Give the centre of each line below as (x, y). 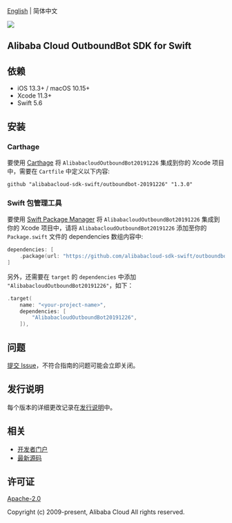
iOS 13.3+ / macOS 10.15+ (54, 89)
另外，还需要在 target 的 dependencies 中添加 (72, 277)
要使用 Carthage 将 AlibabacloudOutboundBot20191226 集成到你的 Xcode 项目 (116, 163)
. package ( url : (40, 256)
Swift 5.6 (30, 103)
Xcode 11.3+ (34, 95)
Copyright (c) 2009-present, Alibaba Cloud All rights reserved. (96, 512)
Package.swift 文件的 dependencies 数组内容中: (75, 237)
